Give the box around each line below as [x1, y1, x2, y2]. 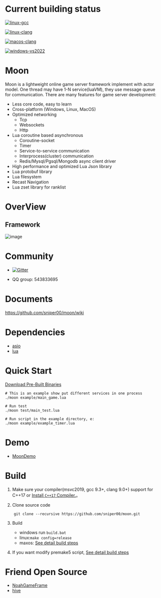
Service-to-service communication [19, 148, 90, 153]
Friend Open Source [5, 566, 88, 577]
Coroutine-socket [19, 137, 55, 143]
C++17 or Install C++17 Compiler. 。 [12, 492, 80, 498]
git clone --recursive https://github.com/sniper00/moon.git [14, 512, 140, 516]
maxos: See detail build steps [19, 540, 79, 546]
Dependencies [5, 326, 65, 338]
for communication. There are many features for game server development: [5, 91, 157, 97]
